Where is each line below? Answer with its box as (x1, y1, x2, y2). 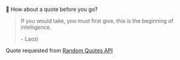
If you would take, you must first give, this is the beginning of (20, 17, 174, 24)
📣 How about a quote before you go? (5, 6, 98, 13)
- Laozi (20, 35, 39, 42)
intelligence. (20, 24, 52, 31)
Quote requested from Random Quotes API (5, 47, 113, 54)
